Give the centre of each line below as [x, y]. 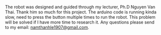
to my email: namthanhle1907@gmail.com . [47, 27]
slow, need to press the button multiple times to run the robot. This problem [80, 17]
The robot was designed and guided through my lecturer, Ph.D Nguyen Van [80, 7]
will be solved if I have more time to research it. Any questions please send [80, 22]
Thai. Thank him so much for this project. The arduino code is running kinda [81, 12]
